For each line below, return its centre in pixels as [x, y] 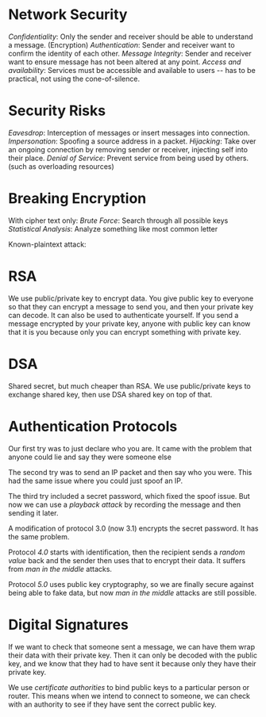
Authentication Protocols [93, 426]
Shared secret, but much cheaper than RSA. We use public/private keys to [130, 385]
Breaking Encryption [77, 199]
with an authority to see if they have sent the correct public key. [112, 704]
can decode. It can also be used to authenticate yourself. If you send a [123, 315]
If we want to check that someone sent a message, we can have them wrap [132, 646]
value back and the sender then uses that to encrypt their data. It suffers [127, 560]
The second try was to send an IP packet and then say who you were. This [130, 472]
